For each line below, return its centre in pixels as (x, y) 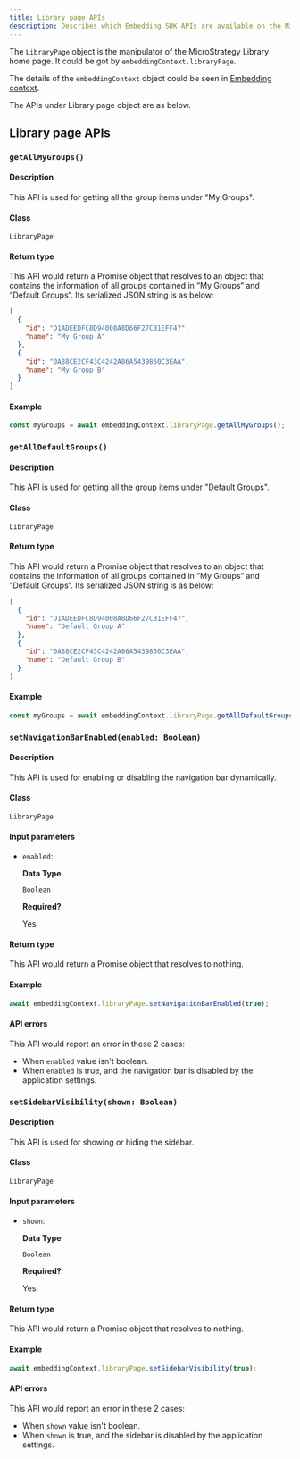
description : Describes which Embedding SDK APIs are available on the (145, 26)
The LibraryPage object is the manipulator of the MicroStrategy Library (139, 51)
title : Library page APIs (57, 17)
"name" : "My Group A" (65, 337)
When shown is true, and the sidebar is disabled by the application (142, 1435)
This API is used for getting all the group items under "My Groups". (132, 197)
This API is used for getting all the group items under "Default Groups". (139, 487)
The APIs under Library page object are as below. (100, 105)
